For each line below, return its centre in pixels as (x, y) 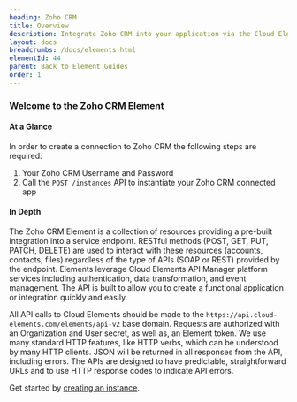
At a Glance (31, 127)
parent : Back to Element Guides (69, 67)
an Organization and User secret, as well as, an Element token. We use (138, 333)
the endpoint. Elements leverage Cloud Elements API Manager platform (138, 269)
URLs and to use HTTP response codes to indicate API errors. (122, 371)
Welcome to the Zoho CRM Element (87, 105)
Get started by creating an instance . (74, 388)
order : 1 (25, 75)
